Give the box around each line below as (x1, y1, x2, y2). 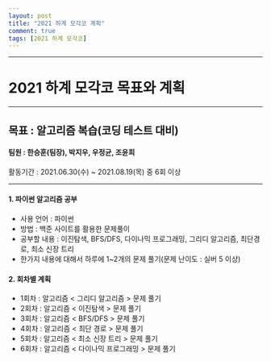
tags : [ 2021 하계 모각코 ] (8, 34, 87, 43)
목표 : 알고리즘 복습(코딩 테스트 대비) (8, 123, 179, 137)
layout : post (8, 11, 52, 20)
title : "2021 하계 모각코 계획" (8, 19, 106, 27)
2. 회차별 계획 (8, 274, 52, 284)
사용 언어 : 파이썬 (19, 214, 74, 223)
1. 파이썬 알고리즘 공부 (8, 194, 78, 204)
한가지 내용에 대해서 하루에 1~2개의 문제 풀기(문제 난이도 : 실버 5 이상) (19, 254, 241, 263)
